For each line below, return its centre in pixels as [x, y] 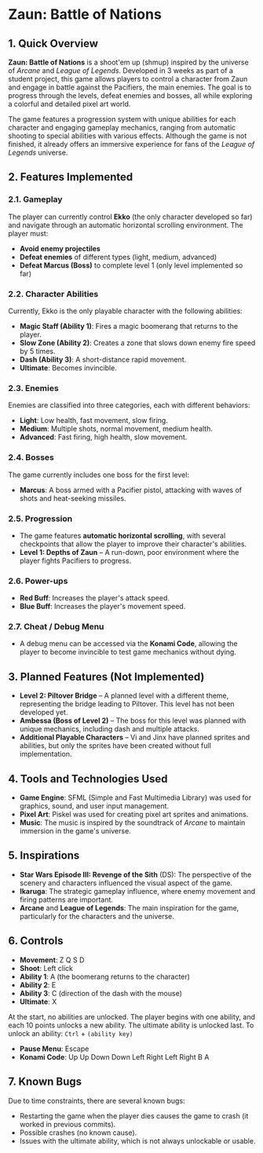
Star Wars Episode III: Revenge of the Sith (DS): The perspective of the [135, 874]
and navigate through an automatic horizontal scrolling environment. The [126, 224]
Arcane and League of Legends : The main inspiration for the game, [129, 907]
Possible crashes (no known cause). [78, 1133]
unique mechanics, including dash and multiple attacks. [110, 729]
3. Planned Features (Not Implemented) [106, 677]
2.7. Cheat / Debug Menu [56, 627]
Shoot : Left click [46, 968]
